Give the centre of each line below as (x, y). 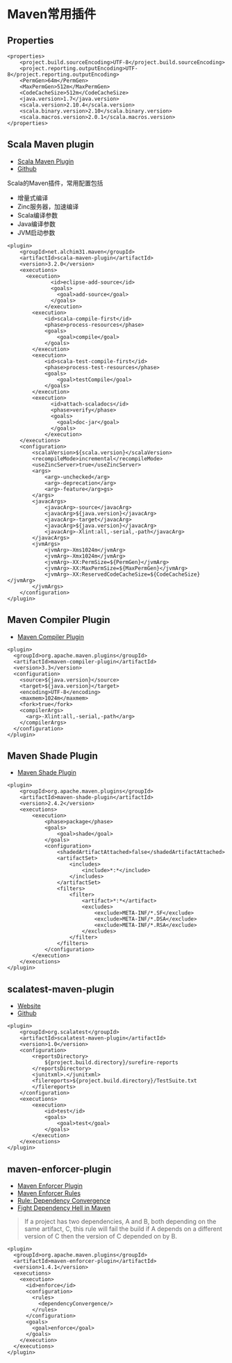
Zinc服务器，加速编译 (48, 207)
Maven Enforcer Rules (49, 1193)
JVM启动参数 (36, 232)
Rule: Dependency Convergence (64, 1201)
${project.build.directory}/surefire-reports (111, 1063)
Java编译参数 (36, 224)
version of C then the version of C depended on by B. (101, 1236)
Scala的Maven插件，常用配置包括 (55, 183)
